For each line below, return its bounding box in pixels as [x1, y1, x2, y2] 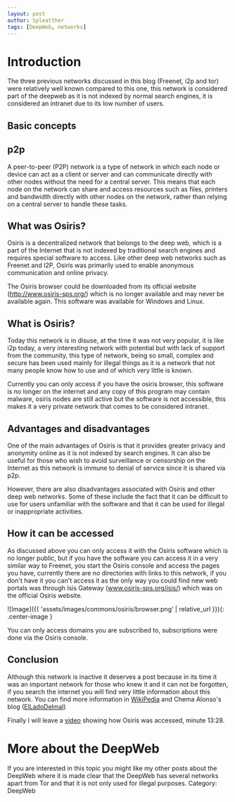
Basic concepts [7, 120, 77, 132]
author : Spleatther [7, 17, 65, 24]
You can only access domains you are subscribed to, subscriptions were [7, 625, 218, 634]
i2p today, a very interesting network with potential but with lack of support [7, 344, 225, 352]
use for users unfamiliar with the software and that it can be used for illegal [7, 499, 225, 508]
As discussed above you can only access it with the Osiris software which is [7, 546, 229, 554]
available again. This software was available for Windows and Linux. [7, 297, 205, 306]
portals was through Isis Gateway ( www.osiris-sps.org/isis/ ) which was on [7, 583, 223, 592]
